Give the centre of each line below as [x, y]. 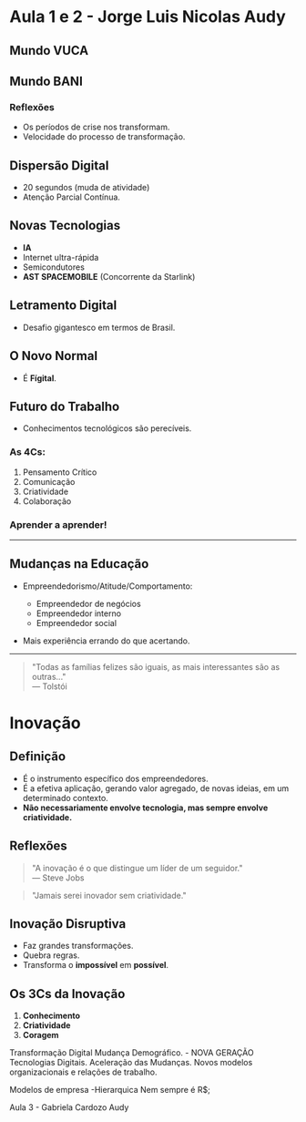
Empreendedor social [76, 623]
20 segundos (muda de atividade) [86, 188]
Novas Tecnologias [65, 226]
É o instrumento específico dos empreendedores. [115, 778]
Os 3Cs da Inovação [67, 994]
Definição [38, 757]
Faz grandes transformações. [78, 946]
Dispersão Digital [59, 165]
